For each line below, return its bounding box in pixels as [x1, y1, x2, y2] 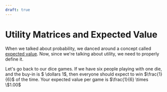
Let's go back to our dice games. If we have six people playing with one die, [5, 65, 162, 71]
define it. [5, 56, 24, 62]
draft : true [5, 7, 30, 12]
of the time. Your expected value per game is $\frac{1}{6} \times [16, 76, 149, 82]
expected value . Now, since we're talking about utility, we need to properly [5, 50, 159, 56]
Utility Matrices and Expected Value [5, 28, 158, 40]
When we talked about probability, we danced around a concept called [5, 45, 151, 51]
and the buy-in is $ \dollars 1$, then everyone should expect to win [5, 71, 143, 77]
